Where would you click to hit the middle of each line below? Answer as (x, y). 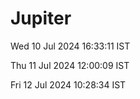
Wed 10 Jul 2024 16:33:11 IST (70, 46)
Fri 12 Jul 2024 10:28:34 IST (68, 84)
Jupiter (41, 18)
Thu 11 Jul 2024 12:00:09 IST (70, 65)
